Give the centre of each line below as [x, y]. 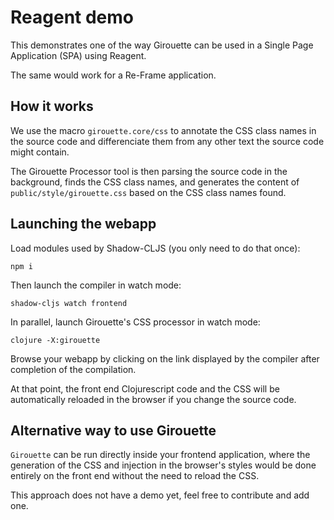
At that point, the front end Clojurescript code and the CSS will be [145, 388]
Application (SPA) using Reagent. [78, 55]
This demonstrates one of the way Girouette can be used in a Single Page [162, 45]
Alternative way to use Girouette [113, 430]
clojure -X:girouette [55, 340]
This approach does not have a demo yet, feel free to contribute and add [160, 495]
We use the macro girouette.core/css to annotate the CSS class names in [163, 130]
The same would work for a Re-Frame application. [113, 75]
